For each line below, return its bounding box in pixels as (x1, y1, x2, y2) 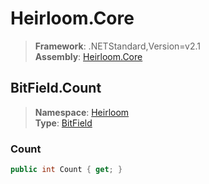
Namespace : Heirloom (34, 106, 130, 118)
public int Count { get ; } (10, 165, 123, 175)
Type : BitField (34, 117, 93, 129)
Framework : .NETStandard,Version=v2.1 (34, 40, 201, 52)
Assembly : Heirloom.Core (34, 50, 143, 62)
